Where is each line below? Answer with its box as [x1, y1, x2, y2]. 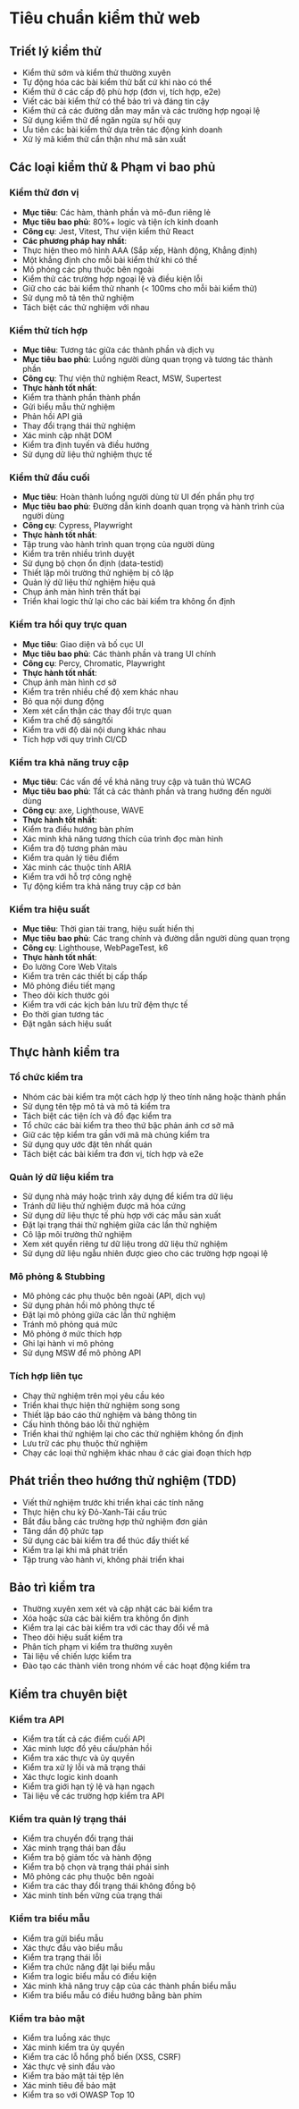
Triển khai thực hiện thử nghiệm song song [21, 1399, 180, 1411]
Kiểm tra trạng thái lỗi [21, 1952, 102, 1962]
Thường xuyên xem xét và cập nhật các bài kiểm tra [21, 1604, 213, 1615]
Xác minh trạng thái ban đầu [21, 1843, 127, 1853]
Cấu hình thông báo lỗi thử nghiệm [21, 1419, 150, 1430]
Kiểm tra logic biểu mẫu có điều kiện [21, 1970, 157, 1981]
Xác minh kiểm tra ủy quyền [21, 2042, 125, 2053]
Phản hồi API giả [21, 410, 83, 421]
